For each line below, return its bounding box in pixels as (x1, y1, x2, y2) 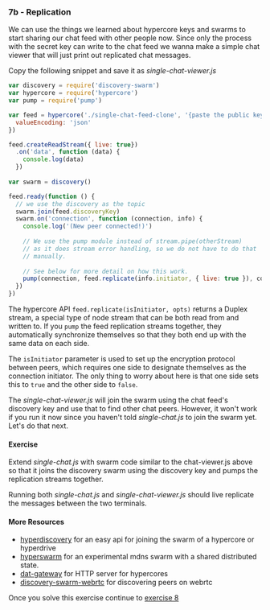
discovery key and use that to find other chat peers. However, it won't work (8, 404, 258, 414)
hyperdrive (19, 543, 56, 553)
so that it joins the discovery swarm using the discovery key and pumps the (8, 466, 259, 476)
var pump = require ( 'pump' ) (8, 97, 103, 105)
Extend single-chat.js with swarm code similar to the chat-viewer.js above (8, 457, 253, 467)
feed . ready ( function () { (8, 192, 95, 200)
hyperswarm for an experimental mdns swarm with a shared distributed (19, 552, 257, 562)
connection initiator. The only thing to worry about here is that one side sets (8, 371, 260, 381)
